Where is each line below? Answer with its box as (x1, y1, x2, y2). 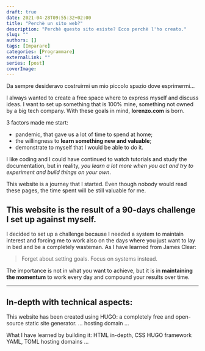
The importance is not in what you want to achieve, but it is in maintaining (6, 267, 193, 275)
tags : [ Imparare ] (6, 43, 51, 49)
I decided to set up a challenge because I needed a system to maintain (6, 230, 184, 238)
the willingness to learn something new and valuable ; (15, 137, 152, 145)
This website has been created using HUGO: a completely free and (6, 313, 174, 320)
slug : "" (6, 32, 29, 38)
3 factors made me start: (6, 119, 69, 126)
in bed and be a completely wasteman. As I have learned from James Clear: (6, 244, 197, 251)
